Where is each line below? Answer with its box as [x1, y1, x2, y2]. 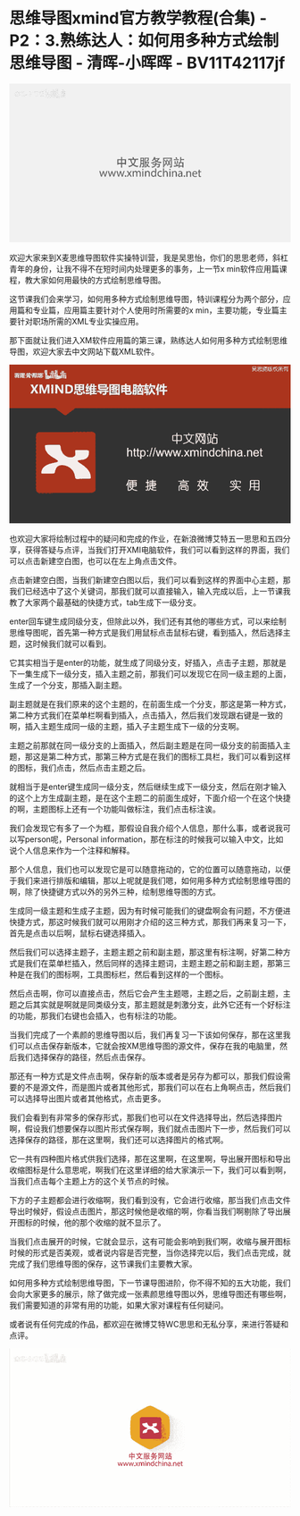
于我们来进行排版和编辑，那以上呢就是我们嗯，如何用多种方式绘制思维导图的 [9, 875, 291, 886]
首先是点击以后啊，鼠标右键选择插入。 [9, 927, 150, 939]
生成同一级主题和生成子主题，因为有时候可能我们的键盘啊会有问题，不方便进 [9, 905, 291, 916]
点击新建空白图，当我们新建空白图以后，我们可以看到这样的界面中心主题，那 [9, 574, 291, 585]
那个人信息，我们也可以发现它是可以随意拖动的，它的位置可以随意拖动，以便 [9, 863, 291, 874]
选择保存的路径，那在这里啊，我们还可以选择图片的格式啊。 [9, 1134, 229, 1145]
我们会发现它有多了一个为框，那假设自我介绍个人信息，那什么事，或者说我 [9, 822, 283, 833]
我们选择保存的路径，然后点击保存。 [16, 1051, 150, 1062]
